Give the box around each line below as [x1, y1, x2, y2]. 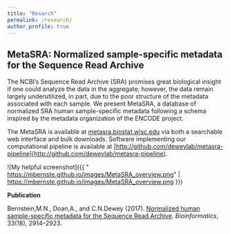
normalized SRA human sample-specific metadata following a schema [7, 107, 207, 115]
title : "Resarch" [7, 10, 57, 17]
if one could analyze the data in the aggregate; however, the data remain [7, 85, 214, 93]
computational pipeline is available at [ [7, 142, 116, 150]
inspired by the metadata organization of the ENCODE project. [7, 115, 184, 123]
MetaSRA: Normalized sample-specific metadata [7, 48, 223, 60]
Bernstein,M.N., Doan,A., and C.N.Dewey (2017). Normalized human [7, 204, 200, 213]
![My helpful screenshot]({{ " [7, 163, 90, 171]
